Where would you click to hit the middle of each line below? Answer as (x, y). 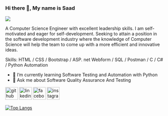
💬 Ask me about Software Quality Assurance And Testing (72, 80)
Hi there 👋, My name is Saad (40, 8)
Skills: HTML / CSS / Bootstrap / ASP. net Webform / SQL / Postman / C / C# (84, 60)
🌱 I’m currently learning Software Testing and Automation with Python (85, 75)
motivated (16, 34)
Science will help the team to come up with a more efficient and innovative (82, 44)
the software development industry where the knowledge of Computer (78, 39)
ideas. (12, 50)
